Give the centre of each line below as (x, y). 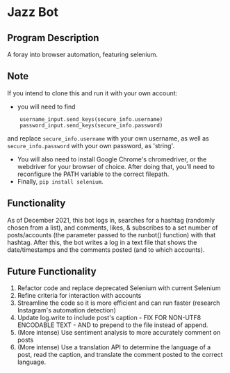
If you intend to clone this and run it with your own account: (92, 93)
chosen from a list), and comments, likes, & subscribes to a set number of (113, 228)
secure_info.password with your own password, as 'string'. (91, 145)
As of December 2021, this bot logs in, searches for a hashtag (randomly (111, 220)
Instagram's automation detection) (66, 310)
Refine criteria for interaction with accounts (79, 296)
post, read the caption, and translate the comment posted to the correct (120, 355)
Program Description (53, 38)
